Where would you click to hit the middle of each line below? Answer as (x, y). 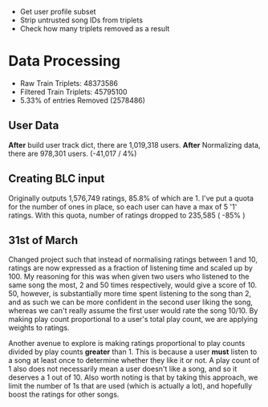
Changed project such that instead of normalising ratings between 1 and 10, (133, 259)
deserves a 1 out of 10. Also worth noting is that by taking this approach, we (133, 377)
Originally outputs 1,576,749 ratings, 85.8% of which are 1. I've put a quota (131, 198)
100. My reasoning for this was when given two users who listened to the (129, 277)
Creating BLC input (57, 179)
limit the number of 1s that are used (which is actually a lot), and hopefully (130, 386)
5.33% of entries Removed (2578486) (83, 100)
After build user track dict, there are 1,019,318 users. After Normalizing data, (134, 144)
